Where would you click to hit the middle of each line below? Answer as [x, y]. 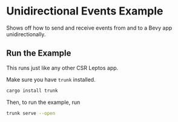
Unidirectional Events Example [85, 11]
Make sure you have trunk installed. [51, 79]
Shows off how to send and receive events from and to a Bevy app [89, 28]
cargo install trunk [32, 91]
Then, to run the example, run [43, 102]
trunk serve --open [31, 113]
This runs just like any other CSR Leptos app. [62, 68]
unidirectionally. [26, 34]
